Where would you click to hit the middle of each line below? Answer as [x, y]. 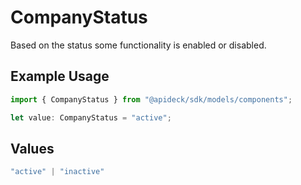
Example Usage [60, 76]
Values [32, 148]
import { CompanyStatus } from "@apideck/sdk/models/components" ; [151, 99]
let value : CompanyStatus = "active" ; [91, 117]
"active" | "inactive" [57, 172]
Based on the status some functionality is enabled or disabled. [138, 45]
